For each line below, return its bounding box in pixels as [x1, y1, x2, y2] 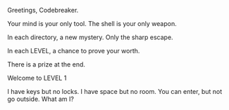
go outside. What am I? [7, 95, 74, 103]
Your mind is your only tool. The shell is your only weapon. [7, 20, 178, 27]
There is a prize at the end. [7, 60, 86, 69]
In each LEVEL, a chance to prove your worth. [7, 47, 140, 55]
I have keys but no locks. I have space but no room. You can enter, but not [7, 88, 223, 95]
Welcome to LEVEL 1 [7, 74, 67, 82]
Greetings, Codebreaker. [7, 6, 79, 14]
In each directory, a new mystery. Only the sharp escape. [7, 33, 174, 41]
